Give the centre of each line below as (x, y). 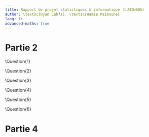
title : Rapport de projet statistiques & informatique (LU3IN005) (75, 10)
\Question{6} (18, 109)
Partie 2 (21, 48)
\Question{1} (18, 62)
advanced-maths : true (27, 23)
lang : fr (14, 19)
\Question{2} (18, 71)
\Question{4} (18, 90)
